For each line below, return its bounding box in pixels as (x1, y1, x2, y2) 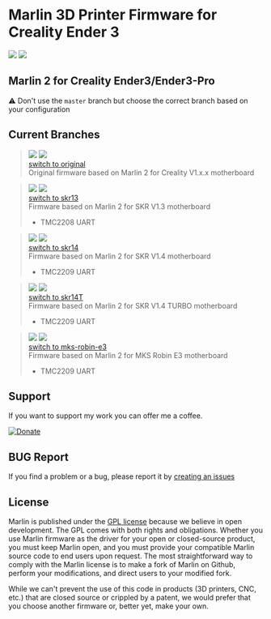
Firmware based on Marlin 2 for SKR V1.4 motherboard (28, 251, 212, 261)
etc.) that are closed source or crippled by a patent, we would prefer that (8, 593, 251, 602)
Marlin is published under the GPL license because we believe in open (8, 517, 243, 526)
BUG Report (8, 450, 69, 463)
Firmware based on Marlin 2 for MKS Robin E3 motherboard (28, 350, 228, 360)
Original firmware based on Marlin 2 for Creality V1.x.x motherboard (28, 168, 255, 177)
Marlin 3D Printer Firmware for (8, 6, 218, 24)
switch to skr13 (28, 193, 79, 203)
